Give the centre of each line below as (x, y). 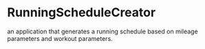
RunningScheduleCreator (82, 13)
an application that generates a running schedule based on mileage (102, 31)
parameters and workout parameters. (60, 38)
